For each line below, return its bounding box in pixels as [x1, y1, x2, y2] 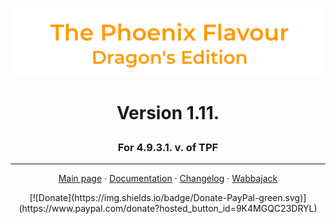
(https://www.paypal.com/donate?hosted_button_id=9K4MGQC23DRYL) [18, 203, 318, 215]
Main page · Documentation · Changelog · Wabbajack [58, 173, 278, 185]
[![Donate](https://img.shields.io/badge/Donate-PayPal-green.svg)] [29, 192, 307, 204]
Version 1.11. [116, 101, 220, 124]
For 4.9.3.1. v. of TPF [117, 140, 219, 154]
